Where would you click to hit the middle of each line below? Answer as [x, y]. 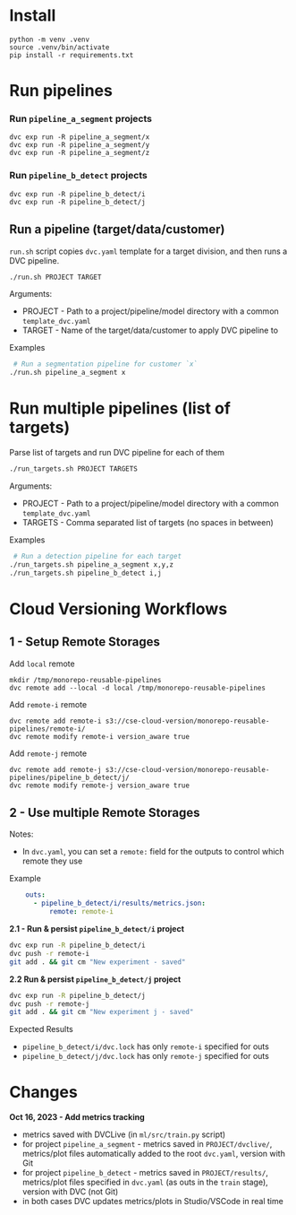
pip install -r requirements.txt [72, 55]
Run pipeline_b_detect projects [78, 176]
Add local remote [42, 664]
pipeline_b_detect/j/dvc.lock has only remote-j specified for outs [146, 1056]
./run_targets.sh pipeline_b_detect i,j [86, 573]
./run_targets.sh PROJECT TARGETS [74, 469]
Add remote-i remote [48, 704]
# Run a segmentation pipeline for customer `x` [106, 364]
